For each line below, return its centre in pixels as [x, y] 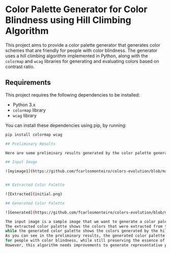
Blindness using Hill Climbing [68, 20]
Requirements [28, 83]
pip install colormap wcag [34, 135]
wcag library [25, 115]
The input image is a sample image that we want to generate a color [81, 222]
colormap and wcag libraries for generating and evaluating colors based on [82, 61]
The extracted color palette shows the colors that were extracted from [84, 226]
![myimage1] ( [19, 171]
